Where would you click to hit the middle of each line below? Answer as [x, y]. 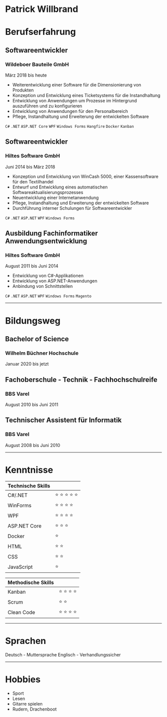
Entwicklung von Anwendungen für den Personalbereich [70, 111]
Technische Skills [29, 486]
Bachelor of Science [37, 339]
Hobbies [23, 679]
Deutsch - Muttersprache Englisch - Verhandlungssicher [63, 654]
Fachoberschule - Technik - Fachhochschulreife [81, 380]
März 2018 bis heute [26, 75]
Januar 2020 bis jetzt [27, 364]
